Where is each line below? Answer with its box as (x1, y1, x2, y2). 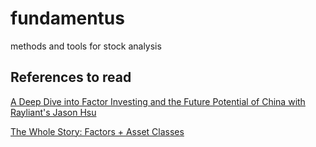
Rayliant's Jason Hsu (10, 106, 97, 118)
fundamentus (10, 7, 125, 30)
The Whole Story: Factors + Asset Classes (10, 125, 185, 137)
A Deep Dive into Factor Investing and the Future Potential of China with (10, 95, 306, 107)
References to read (10, 69, 132, 86)
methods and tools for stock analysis (10, 40, 162, 52)
